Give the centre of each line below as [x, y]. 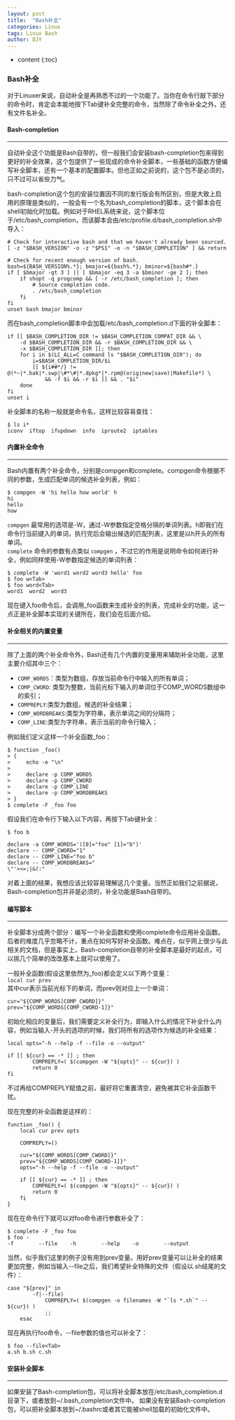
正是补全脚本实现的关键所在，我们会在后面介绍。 [84, 613]
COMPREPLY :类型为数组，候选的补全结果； [76, 704]
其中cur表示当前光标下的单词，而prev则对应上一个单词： [89, 988]
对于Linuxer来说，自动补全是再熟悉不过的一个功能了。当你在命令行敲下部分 [116, 96]
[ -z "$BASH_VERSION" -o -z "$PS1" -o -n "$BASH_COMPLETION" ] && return [117, 248]
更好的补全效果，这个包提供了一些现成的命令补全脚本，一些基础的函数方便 [114, 161]
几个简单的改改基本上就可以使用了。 [71, 958]
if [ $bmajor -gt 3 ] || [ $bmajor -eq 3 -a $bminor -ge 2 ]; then [108, 272]
